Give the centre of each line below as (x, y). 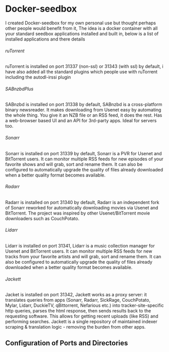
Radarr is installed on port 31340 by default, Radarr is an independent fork (82, 202)
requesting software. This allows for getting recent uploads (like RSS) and (82, 316)
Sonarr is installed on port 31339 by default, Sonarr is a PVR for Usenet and (84, 153)
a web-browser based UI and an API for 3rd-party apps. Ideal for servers (81, 121)
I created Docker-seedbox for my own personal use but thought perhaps (81, 23)
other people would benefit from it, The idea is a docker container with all (81, 28)
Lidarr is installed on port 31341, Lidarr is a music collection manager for (80, 245)
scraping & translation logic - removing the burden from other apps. (75, 327)
